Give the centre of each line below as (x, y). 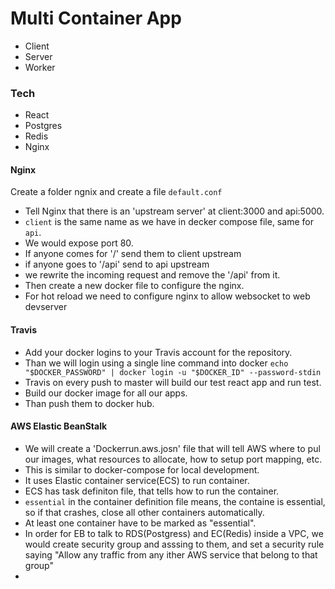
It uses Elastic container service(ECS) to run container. (137, 480)
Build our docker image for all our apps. (106, 393)
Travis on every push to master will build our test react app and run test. (173, 382)
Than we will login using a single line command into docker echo (156, 363)
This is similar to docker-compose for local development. (142, 469)
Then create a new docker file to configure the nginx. (134, 286)
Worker (40, 67)
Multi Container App (96, 18)
